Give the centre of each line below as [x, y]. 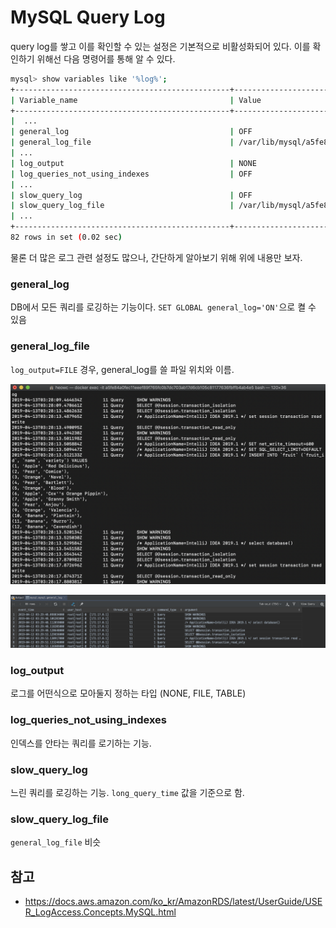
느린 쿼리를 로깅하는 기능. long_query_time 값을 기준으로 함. [127, 792]
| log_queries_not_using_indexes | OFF [131, 174]
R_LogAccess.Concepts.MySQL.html [100, 912]
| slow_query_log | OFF [131, 195]
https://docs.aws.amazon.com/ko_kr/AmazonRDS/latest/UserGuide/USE [173, 902]
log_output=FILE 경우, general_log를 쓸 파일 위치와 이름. [122, 369]
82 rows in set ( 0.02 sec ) [66, 237]
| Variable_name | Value [136, 100]
